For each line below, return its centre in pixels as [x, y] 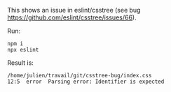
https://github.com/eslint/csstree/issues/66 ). [72, 17]
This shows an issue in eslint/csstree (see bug [74, 10]
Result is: [20, 63]
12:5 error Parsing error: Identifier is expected [86, 82]
